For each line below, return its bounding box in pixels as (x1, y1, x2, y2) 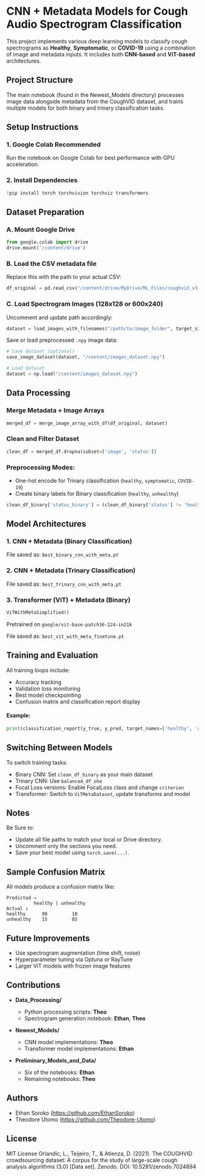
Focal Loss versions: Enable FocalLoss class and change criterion (15, 783, 184, 791)
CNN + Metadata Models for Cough (6, 4, 188, 18)
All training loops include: (6, 666, 70, 673)
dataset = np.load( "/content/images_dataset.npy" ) (6, 371, 138, 377)
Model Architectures (6, 519, 87, 529)
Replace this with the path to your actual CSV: (6, 273, 121, 281)
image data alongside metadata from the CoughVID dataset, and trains (6, 97, 184, 105)
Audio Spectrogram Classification (6, 17, 182, 31)
